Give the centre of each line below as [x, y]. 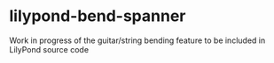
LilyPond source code [49, 49]
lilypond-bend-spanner [98, 16]
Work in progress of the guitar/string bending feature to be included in [137, 40]
